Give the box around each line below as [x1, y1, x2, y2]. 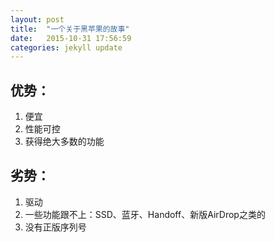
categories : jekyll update [10, 42, 123, 53]
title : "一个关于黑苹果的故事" [10, 24, 130, 34]
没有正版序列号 [24, 221, 87, 233]
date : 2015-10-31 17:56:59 [10, 33, 132, 43]
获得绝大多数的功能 [24, 136, 105, 148]
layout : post [10, 14, 65, 25]
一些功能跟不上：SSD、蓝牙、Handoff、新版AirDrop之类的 [24, 208, 266, 220]
